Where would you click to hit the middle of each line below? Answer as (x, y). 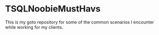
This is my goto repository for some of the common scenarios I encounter (80, 22)
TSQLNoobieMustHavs (53, 9)
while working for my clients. (34, 27)
